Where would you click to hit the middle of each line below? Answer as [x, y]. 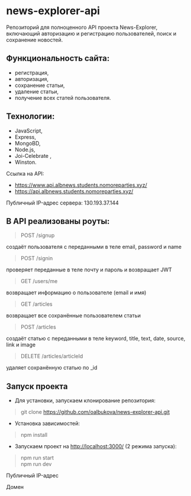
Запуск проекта [37, 386]
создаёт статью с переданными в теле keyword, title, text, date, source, [96, 339]
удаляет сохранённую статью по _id [52, 368]
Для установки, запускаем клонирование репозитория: [85, 401]
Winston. [25, 162]
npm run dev [36, 464]
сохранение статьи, [40, 85]
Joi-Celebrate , [33, 155]
